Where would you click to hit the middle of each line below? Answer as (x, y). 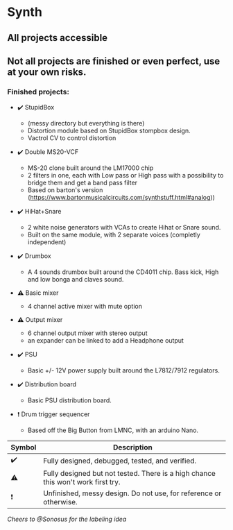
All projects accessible (58, 38)
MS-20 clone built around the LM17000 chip (90, 168)
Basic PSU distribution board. (70, 400)
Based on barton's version (65, 190)
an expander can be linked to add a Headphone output (105, 341)
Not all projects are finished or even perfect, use (114, 61)
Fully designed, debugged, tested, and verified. (120, 461)
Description (133, 447)
